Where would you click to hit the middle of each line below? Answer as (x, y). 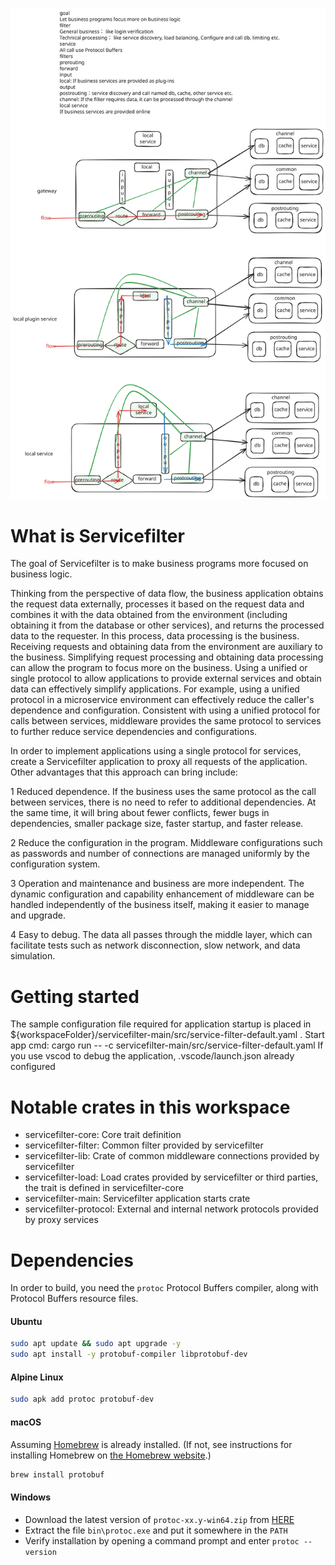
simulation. (33, 956)
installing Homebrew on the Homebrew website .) (111, 1455)
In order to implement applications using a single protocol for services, (156, 751)
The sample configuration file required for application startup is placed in (161, 1024)
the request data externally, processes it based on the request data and (157, 604)
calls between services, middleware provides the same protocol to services (166, 721)
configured (33, 1067)
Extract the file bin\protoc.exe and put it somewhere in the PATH (156, 1530)
